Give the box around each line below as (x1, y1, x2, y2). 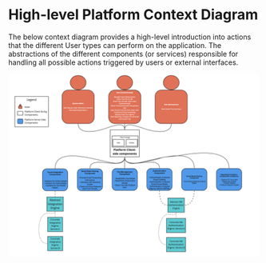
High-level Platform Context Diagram (8, 6, 259, 24)
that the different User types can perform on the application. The (8, 40, 222, 50)
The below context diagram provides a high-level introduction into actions (8, 32, 252, 42)
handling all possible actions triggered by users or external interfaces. (8, 58, 239, 67)
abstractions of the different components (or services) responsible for (8, 49, 239, 58)
